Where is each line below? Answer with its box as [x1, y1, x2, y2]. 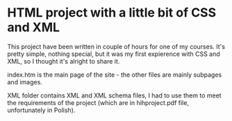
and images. [7, 77, 43, 86]
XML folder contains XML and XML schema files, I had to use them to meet [7, 91, 222, 100]
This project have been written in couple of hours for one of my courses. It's [7, 42, 226, 50]
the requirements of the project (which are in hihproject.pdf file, [7, 98, 190, 106]
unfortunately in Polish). [7, 106, 76, 114]
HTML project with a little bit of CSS [7, 5, 217, 21]
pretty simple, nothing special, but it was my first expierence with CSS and [7, 50, 220, 58]
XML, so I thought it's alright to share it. [7, 57, 120, 65]
